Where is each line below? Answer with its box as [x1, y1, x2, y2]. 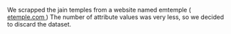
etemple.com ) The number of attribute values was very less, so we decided [7, 13, 225, 21]
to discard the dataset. [7, 20, 71, 28]
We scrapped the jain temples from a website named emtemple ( [7, 6, 192, 14]
